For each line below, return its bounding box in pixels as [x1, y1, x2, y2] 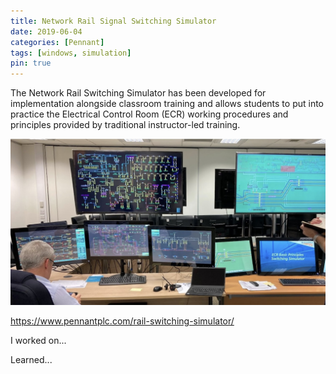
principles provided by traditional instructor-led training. [10, 119, 241, 131]
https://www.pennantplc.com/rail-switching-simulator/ [10, 315, 235, 327]
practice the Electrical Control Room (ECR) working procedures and [10, 108, 289, 120]
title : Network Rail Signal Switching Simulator [10, 16, 217, 26]
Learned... [10, 353, 53, 365]
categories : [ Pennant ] [10, 37, 105, 47]
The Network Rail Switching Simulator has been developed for [10, 87, 267, 99]
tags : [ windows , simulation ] [10, 48, 132, 58]
